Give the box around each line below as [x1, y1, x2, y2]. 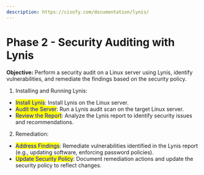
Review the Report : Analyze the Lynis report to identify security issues [15, 111, 193, 119]
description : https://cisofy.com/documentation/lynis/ [6, 9, 149, 15]
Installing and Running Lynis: [15, 87, 88, 94]
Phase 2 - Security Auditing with [6, 35, 175, 49]
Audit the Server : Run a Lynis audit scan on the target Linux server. [15, 105, 184, 113]
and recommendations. [15, 118, 74, 125]
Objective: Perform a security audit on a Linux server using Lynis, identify [6, 69, 193, 76]
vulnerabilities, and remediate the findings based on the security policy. [6, 75, 187, 83]
